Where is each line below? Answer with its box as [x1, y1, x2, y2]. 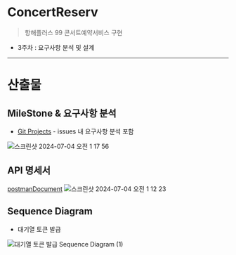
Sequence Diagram [7, 205, 93, 218]
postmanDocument [7, 184, 63, 193]
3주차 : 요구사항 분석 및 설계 [17, 43, 95, 51]
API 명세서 [7, 164, 51, 176]
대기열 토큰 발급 [17, 225, 61, 233]
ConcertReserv [7, 4, 98, 20]
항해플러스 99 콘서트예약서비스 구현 [24, 28, 123, 37]
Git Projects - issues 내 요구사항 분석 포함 [17, 127, 134, 136]
